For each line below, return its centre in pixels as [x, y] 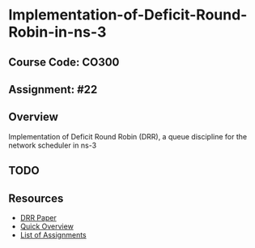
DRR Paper [38, 217]
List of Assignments [53, 235]
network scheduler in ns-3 [53, 145]
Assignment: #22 [53, 90]
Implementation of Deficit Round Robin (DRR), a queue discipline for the [128, 136]
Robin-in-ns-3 [57, 32]
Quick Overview [47, 226]
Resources [36, 198]
